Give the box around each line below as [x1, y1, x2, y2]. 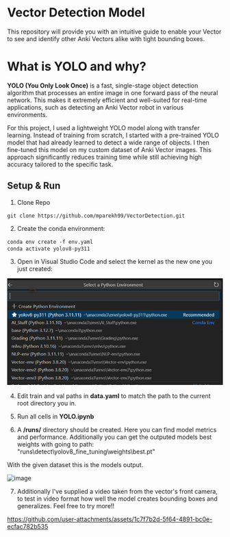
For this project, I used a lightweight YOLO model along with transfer [7, 123, 200, 132]
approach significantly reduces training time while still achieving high [7, 153, 202, 161]
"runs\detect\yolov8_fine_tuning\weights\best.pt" [16, 447, 155, 455]
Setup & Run [7, 180, 61, 192]
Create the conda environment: [16, 224, 105, 232]
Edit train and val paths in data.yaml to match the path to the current [16, 392, 211, 400]
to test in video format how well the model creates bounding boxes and [16, 495, 218, 503]
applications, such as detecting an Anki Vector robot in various [7, 103, 184, 111]
